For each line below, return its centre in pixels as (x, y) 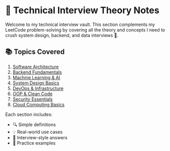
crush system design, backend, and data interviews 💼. (62, 35)
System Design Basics (36, 83)
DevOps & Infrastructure (38, 88)
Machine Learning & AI (36, 77)
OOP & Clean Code (32, 94)
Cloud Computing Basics (39, 104)
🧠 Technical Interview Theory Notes (82, 10)
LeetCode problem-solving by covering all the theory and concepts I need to (85, 29)
